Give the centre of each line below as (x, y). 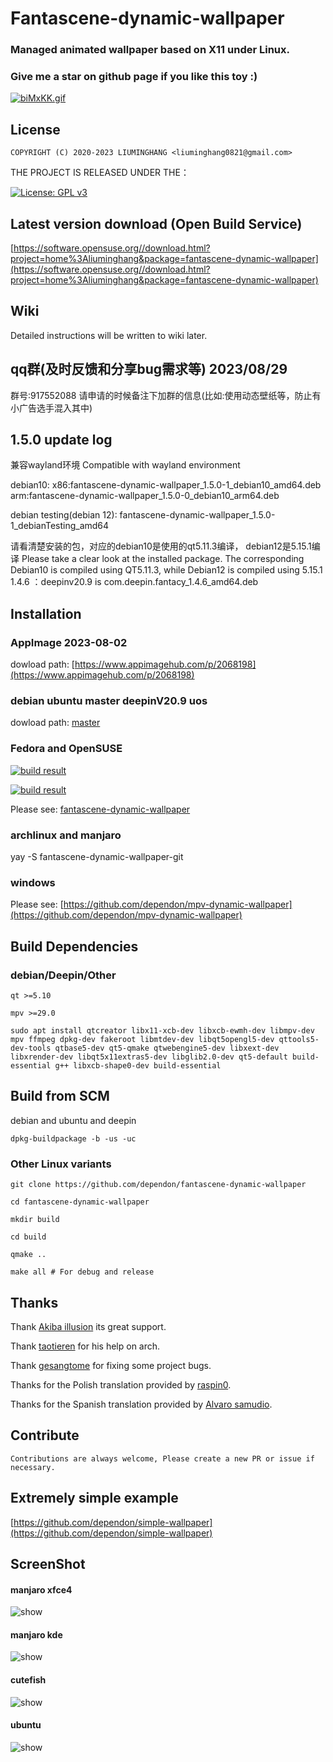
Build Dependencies (74, 946)
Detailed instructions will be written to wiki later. (109, 335)
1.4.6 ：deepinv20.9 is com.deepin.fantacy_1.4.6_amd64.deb (134, 582)
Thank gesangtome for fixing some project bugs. (111, 1365)
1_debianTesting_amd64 (60, 526)
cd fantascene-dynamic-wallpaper (80, 1202)
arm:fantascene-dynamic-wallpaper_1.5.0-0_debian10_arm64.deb (145, 496)
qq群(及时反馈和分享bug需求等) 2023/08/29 (149, 369)
